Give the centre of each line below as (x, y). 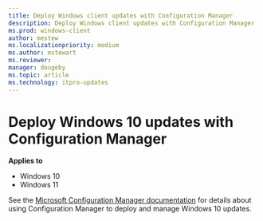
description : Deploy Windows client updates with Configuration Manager (131, 23)
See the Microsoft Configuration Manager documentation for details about (130, 200)
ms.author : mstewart (43, 53)
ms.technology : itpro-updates (59, 82)
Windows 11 (39, 185)
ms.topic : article (39, 75)
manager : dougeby (37, 68)
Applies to (26, 161)
